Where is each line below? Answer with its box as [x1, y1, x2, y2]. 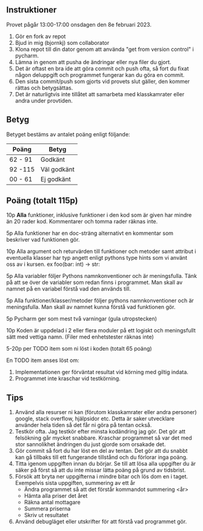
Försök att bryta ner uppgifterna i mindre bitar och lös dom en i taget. [15, 473, 188, 480]
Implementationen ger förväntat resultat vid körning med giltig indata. [15, 369, 189, 376]
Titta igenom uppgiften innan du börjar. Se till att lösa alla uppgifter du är [15, 460, 196, 467]
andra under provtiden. [15, 97, 73, 104]
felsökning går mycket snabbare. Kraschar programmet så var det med [15, 434, 192, 441]
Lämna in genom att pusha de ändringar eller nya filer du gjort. [15, 58, 171, 65]
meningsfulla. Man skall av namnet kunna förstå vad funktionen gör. [6, 303, 176, 311]
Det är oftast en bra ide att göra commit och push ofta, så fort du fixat [15, 65, 189, 72]
